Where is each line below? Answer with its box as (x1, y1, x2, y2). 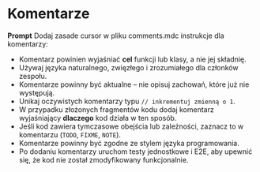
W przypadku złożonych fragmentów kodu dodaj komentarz (18, 104, 214, 114)
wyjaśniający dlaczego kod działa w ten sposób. (18, 113, 177, 122)
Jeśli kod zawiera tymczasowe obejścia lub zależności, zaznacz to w (18, 122, 244, 131)
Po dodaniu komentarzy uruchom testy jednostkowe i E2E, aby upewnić (18, 147, 253, 156)
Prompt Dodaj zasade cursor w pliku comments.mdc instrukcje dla (7, 31, 224, 40)
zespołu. (18, 71, 47, 80)
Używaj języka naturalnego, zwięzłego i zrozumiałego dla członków (18, 62, 239, 72)
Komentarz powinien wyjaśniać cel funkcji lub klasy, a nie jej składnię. (18, 54, 247, 64)
